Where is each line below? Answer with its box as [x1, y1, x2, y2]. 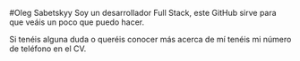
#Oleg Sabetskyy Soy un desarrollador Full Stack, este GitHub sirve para [9, 8, 277, 18]
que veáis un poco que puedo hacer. [9, 17, 145, 27]
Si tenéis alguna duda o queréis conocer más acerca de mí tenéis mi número [9, 34, 292, 44]
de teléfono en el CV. [9, 43, 87, 54]
